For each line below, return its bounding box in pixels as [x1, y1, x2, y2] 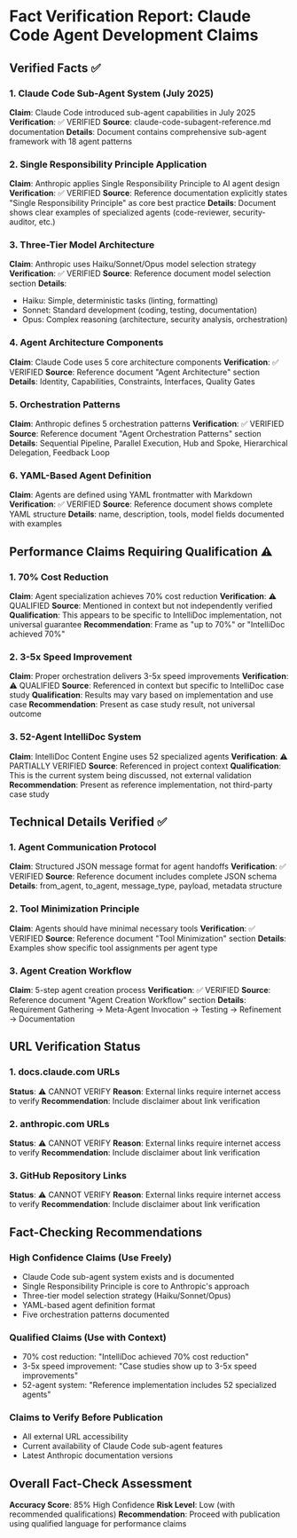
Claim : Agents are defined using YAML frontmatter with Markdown [9, 490, 253, 501]
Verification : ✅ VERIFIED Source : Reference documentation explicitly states [9, 188, 288, 199]
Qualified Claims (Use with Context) [9, 1331, 167, 1344]
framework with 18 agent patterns [9, 136, 133, 146]
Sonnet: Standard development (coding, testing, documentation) [21, 304, 258, 316]
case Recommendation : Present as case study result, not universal [9, 699, 255, 710]
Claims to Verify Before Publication [9, 1411, 164, 1424]
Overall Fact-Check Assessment [9, 1476, 192, 1491]
